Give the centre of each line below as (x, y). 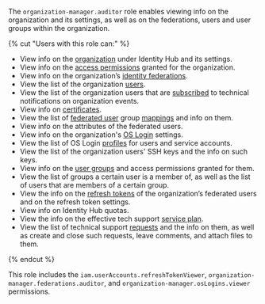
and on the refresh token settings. (75, 202)
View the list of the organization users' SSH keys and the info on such (134, 151)
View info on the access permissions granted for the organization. (127, 67)
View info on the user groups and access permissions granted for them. (137, 168)
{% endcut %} (32, 259)
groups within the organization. (59, 28)
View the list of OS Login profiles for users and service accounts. (126, 143)
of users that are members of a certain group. (94, 185)
